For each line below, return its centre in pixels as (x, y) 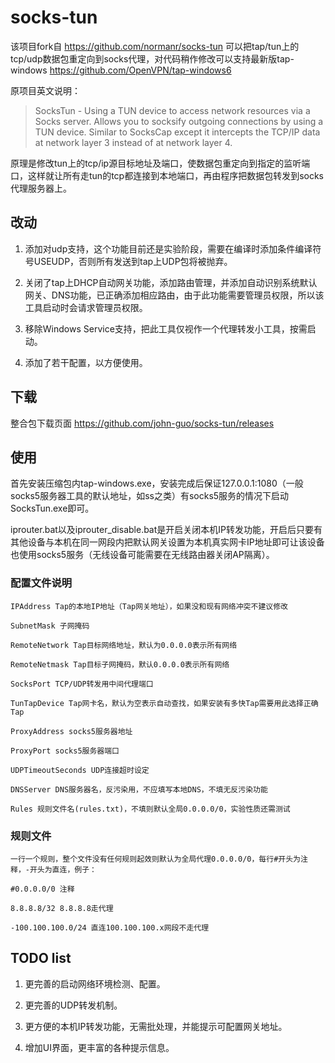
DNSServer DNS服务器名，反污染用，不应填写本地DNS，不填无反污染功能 (139, 789)
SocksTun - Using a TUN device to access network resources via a (172, 110)
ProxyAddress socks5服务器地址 (71, 731)
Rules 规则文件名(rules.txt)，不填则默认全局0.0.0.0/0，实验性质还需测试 (150, 809)
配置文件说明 (41, 583)
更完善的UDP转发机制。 (73, 1005)
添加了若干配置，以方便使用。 (86, 362)
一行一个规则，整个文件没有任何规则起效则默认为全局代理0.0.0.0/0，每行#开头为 (155, 859)
